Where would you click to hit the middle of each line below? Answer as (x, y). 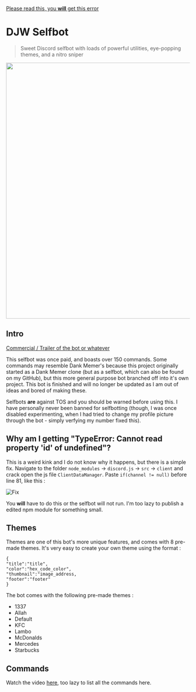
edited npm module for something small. (55, 509)
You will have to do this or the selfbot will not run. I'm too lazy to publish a (95, 503)
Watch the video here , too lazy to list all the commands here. (79, 683)
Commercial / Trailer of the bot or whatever (58, 348)
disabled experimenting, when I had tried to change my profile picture (90, 414)
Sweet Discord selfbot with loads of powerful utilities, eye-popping (101, 48)
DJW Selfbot (37, 32)
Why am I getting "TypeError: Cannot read (84, 439)
